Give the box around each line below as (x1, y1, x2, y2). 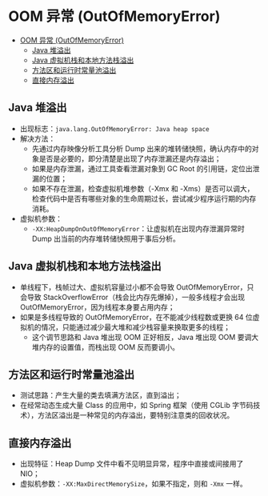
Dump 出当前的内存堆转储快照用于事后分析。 (31, 234, 180, 243)
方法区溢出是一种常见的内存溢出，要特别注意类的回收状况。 (37, 410, 234, 420)
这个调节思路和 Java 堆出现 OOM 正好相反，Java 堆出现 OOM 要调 (31, 332, 252, 342)
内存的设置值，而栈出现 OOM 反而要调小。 (38, 342, 180, 352)
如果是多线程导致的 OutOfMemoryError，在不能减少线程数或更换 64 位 (19, 312, 254, 322)
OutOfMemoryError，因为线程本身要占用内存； (19, 302, 175, 312)
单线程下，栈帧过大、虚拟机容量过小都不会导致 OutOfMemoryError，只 (19, 282, 254, 292)
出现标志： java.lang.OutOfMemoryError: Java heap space (19, 123, 210, 133)
